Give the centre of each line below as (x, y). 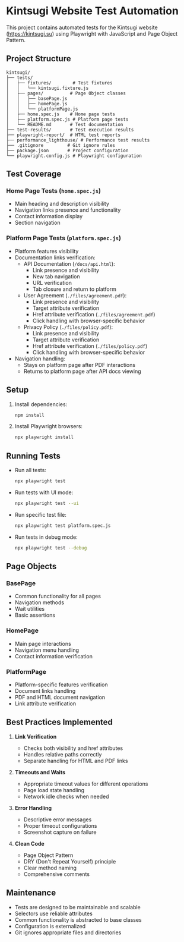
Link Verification (36, 736)
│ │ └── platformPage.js (42, 109)
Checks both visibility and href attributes (73, 748)
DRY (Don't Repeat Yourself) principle (70, 861)
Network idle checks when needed (66, 796)
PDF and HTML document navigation (60, 697)
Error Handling (33, 808)
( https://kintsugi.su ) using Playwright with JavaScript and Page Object (92, 33)
